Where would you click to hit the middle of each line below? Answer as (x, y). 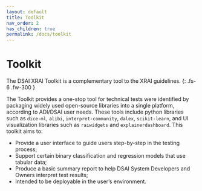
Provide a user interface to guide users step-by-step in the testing (97, 143)
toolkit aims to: (24, 131)
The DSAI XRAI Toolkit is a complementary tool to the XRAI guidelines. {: (96, 81)
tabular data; (31, 162)
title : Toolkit (25, 18)
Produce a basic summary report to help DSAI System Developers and (103, 169)
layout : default (27, 12)
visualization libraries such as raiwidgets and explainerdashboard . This (95, 125)
